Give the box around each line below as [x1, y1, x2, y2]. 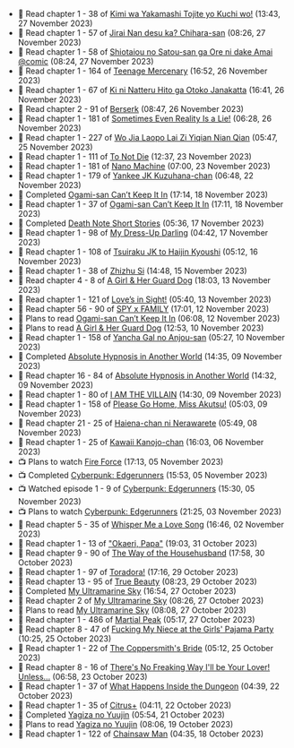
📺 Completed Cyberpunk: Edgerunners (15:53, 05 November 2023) [17, 470, 268, 480]
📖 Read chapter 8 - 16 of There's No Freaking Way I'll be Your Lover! [17, 662, 271, 672]
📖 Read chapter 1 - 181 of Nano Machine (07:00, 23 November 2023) [17, 161, 271, 171]
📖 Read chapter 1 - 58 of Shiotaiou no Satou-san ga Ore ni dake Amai [17, 47, 273, 57]
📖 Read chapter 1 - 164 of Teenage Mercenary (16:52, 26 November [17, 65, 268, 76]
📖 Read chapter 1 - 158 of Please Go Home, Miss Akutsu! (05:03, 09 [17, 399, 268, 409]
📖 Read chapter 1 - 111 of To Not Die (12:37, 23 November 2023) [17, 151, 253, 161]
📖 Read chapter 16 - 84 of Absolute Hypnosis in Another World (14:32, [17, 370, 277, 381]
